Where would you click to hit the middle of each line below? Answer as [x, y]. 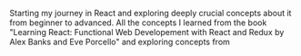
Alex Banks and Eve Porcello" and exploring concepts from [120, 42]
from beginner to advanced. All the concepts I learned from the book [138, 23]
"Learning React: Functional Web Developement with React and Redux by [147, 32]
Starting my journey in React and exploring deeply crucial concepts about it [150, 13]
